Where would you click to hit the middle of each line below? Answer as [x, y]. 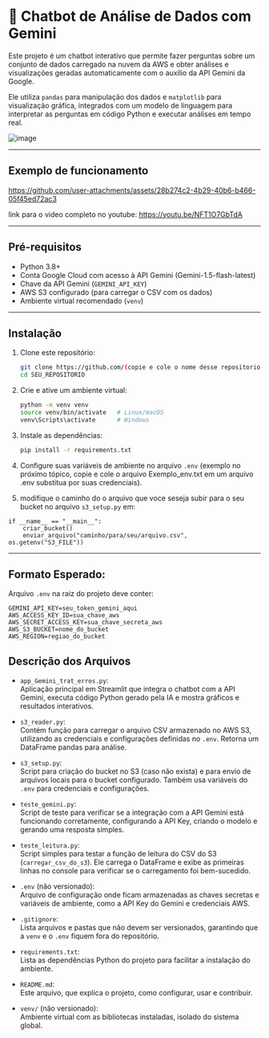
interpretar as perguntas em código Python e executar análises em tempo [130, 114]
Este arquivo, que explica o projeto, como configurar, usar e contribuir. [136, 993]
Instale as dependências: [61, 435]
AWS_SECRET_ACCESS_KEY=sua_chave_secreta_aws [85, 623]
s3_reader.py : [42, 721]
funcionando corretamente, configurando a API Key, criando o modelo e [139, 821]
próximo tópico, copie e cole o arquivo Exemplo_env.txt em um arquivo [137, 474]
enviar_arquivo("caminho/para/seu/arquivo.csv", [105, 535]
